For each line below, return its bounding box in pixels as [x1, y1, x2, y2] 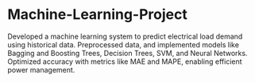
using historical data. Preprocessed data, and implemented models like [7, 39, 240, 49]
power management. [7, 65, 75, 74]
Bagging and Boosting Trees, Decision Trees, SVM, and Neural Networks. [7, 48, 248, 58]
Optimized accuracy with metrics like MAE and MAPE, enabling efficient [7, 57, 243, 66]
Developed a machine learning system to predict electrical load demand [7, 32, 243, 41]
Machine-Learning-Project [7, 6, 187, 24]
